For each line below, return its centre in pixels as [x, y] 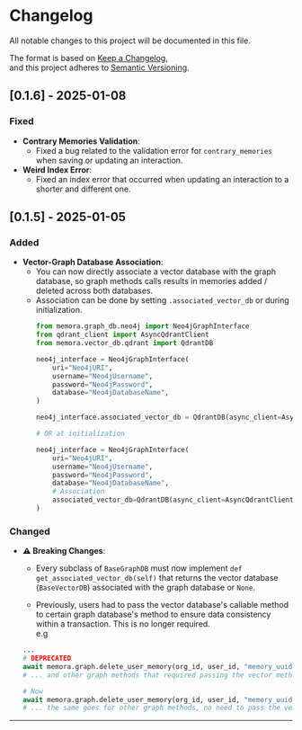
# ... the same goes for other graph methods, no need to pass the [151, 708]
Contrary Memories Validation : [81, 141]
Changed [30, 531]
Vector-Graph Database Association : [93, 263]
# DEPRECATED [47, 659]
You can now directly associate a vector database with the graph [156, 272]
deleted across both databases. [94, 291]
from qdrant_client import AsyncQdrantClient [122, 335]
